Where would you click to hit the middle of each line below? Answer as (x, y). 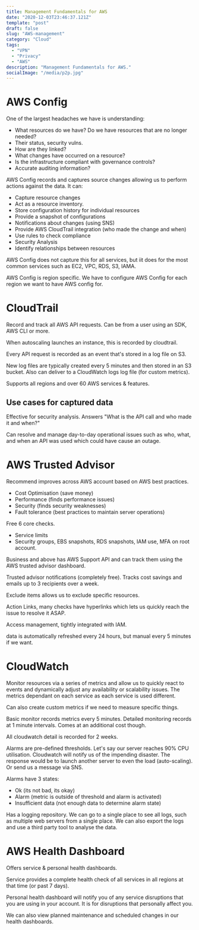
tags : (13, 45)
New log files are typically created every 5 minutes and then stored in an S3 (99, 366)
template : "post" (28, 23)
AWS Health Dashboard (65, 851)
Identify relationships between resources (65, 249)
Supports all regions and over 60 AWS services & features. (78, 384)
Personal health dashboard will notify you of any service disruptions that (95, 897)
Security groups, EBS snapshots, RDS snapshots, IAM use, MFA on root (102, 541)
